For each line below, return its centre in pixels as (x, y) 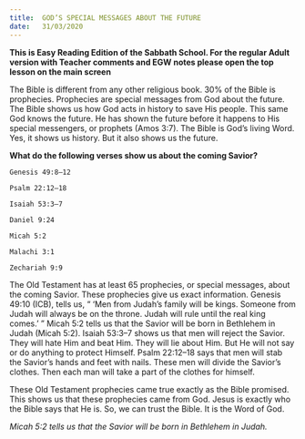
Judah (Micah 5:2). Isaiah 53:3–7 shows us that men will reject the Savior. (147, 332)
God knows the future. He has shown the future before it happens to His (145, 118)
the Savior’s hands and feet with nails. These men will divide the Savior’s (145, 362)
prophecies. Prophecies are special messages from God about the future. (147, 99)
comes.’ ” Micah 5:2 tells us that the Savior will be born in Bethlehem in (142, 323)
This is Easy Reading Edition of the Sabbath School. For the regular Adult (149, 52)
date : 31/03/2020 (46, 26)
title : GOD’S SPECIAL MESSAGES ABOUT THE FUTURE (106, 18)
